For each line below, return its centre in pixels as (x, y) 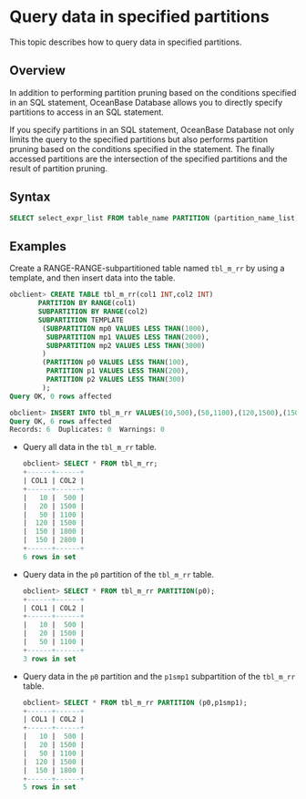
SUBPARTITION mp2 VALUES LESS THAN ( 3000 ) (126, 345)
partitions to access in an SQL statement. (87, 112)
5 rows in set (49, 787)
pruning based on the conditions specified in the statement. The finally (142, 149)
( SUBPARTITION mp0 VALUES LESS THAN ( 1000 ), (126, 328)
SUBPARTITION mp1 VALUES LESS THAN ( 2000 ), (127, 337)
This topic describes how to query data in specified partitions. (126, 42)
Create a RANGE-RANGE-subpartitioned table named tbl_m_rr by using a (147, 268)
